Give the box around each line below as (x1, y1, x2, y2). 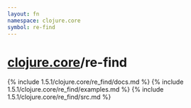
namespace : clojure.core (7, 17, 81, 24)
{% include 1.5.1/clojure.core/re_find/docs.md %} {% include (7, 77, 184, 86)
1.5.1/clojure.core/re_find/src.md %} (7, 93, 111, 102)
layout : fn (7, 10, 40, 18)
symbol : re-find (7, 23, 55, 31)
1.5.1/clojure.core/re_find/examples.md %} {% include (7, 85, 164, 94)
